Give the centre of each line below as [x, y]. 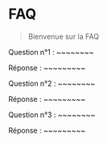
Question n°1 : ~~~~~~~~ [51, 52]
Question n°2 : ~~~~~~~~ [52, 83]
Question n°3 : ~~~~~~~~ [52, 115]
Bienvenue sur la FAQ [63, 36]
